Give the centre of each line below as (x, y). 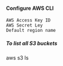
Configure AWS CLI (30, 8)
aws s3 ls (17, 58)
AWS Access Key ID (28, 20)
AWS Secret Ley (24, 25)
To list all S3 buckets (32, 43)
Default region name (31, 31)
